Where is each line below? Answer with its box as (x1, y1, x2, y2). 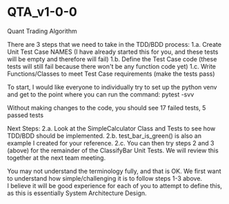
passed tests (7, 111, 43, 119)
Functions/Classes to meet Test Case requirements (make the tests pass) (7, 70, 215, 78)
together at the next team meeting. (7, 153, 106, 162)
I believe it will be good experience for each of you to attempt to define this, (7, 181, 223, 190)
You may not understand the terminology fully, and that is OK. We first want (7, 167, 222, 175)
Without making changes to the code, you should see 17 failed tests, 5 (7, 103, 206, 112)
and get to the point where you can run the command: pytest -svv (7, 90, 195, 99)
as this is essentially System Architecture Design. (7, 189, 147, 197)
